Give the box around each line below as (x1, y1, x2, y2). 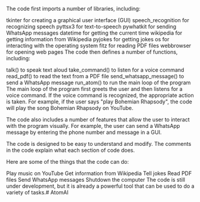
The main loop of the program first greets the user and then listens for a (6, 85, 183, 92)
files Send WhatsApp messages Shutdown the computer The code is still (6, 176, 186, 183)
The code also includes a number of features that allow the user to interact (6, 116, 190, 123)
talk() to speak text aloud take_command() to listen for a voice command (6, 66, 184, 74)
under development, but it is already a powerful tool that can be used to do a (6, 182, 195, 189)
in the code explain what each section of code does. (6, 146, 136, 154)
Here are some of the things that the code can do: (6, 158, 130, 165)
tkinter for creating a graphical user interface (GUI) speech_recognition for (6, 17, 189, 23)
